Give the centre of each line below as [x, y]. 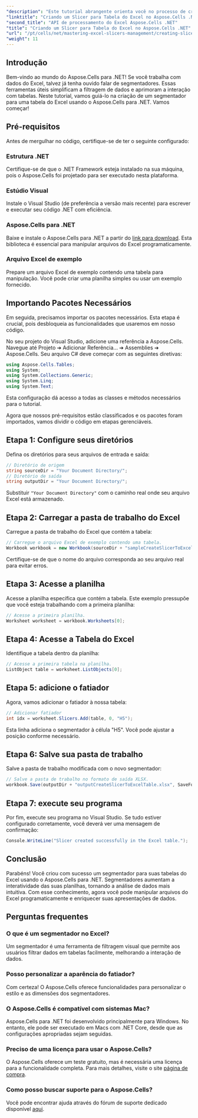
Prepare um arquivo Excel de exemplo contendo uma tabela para [85, 272]
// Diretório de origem [35, 465]
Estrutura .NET [28, 156]
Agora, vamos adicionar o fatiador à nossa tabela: [67, 702]
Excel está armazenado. [35, 499]
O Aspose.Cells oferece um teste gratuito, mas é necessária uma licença [94, 1062]
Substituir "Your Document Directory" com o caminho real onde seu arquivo [98, 493]
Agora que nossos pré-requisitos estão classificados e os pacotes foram [94, 415]
